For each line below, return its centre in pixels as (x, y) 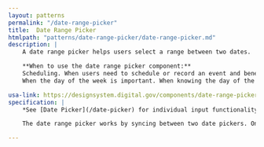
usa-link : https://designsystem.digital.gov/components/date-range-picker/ (135, 95)
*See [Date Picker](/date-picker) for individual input (116, 110)
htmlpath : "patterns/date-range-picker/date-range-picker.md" (112, 37)
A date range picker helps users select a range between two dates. (137, 52)
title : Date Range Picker (52, 30)
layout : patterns (37, 15)
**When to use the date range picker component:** (107, 66)
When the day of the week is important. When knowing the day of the (139, 81)
